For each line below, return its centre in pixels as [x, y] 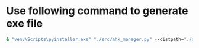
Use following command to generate [97, 11]
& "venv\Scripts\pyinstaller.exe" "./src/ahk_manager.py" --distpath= [95, 39]
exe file [25, 23]
